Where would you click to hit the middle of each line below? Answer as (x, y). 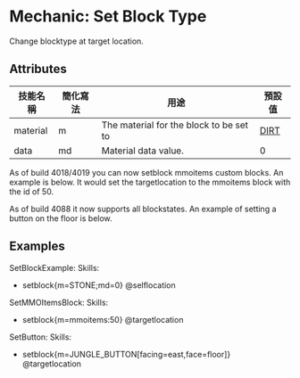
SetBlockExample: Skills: (54, 267)
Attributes (38, 69)
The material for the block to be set (175, 125)
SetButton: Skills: (41, 337)
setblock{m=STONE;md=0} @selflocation (99, 285)
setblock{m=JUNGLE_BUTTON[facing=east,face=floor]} (126, 354)
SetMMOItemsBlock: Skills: (59, 302)
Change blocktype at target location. (77, 41)
